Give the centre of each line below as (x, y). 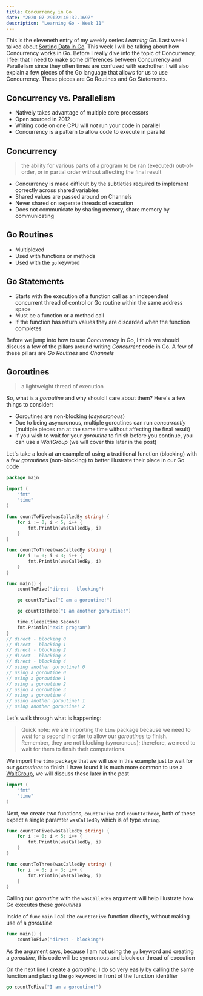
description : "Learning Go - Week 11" (55, 23)
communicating (35, 216)
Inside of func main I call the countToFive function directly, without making (98, 917)
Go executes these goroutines (44, 905)
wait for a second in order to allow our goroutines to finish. (94, 736)
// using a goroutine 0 (36, 672)
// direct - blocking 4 (36, 662)
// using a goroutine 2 (36, 684)
